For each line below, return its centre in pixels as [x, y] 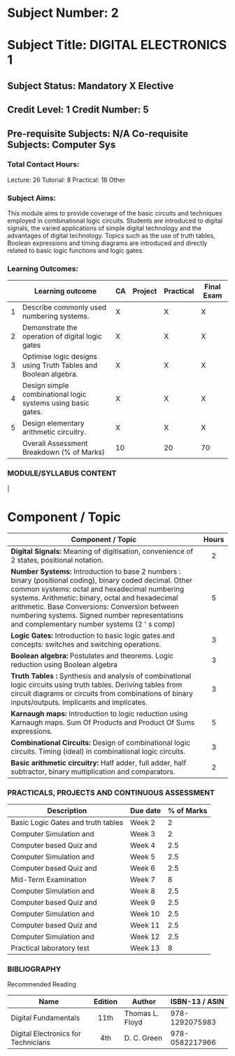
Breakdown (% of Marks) [63, 452]
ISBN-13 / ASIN [197, 1002]
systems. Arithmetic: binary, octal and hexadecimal [94, 598]
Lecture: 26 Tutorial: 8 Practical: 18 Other [66, 180]
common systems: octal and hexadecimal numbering [98, 589]
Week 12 [145, 937]
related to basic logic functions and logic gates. [76, 251]
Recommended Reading [42, 984]
